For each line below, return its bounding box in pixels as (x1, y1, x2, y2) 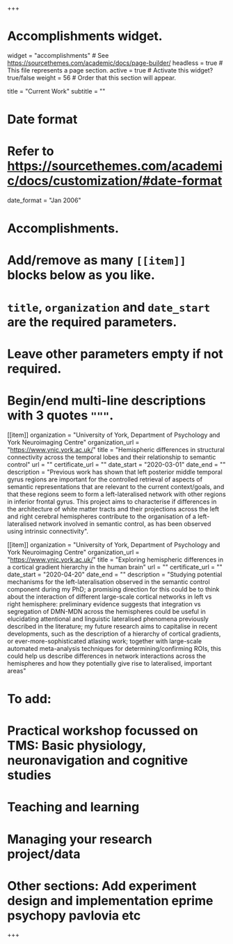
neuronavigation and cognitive (7, 753, 188, 768)
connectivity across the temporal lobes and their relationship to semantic (7, 453, 216, 461)
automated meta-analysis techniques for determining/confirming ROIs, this (7, 644, 221, 652)
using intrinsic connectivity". (7, 527, 89, 535)
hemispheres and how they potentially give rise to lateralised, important (7, 659, 212, 667)
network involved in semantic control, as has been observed (38, 519, 211, 527)
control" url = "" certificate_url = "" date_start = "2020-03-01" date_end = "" (7, 460, 226, 468)
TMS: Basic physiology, (7, 737, 146, 754)
